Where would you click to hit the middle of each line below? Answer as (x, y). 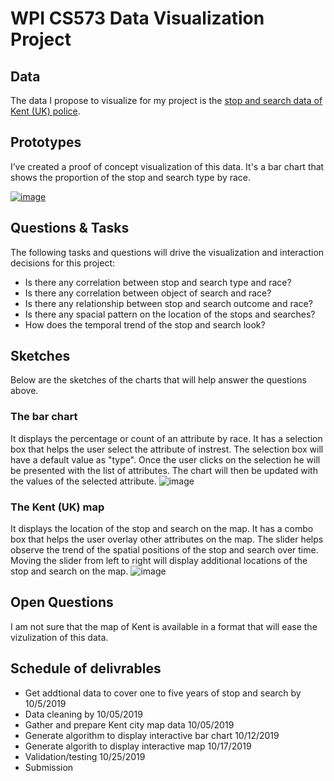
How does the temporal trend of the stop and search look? (145, 324)
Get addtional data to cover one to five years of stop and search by (163, 693)
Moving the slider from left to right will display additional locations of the (159, 561)
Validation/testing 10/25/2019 (85, 756)
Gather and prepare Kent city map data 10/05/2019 (129, 724)
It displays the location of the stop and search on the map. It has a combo (162, 529)
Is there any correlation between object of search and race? (148, 293)
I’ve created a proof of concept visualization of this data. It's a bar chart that (167, 166)
